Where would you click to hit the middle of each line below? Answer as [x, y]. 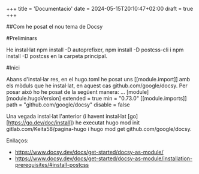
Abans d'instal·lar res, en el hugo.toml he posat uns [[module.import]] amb [98, 79]
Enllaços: [17, 141]
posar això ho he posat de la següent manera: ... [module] [78, 92]
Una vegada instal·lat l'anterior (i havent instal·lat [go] [72, 116]
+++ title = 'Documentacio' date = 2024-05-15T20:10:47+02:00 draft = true [100, 9]
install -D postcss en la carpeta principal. [57, 56]
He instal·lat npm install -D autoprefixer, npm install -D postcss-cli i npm [95, 50]
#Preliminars [22, 38]
